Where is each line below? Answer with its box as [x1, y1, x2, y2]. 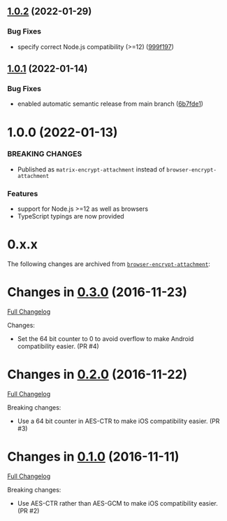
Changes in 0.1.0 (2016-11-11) [7, 449, 180, 465]
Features [7, 188, 38, 198]
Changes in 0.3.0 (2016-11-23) [7, 284, 187, 300]
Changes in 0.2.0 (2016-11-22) [7, 367, 188, 382]
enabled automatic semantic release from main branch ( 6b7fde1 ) [17, 99, 204, 108]
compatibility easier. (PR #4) [17, 342, 99, 351]
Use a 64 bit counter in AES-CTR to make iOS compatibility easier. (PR [17, 417, 220, 425]
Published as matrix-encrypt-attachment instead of [17, 165, 166, 174]
